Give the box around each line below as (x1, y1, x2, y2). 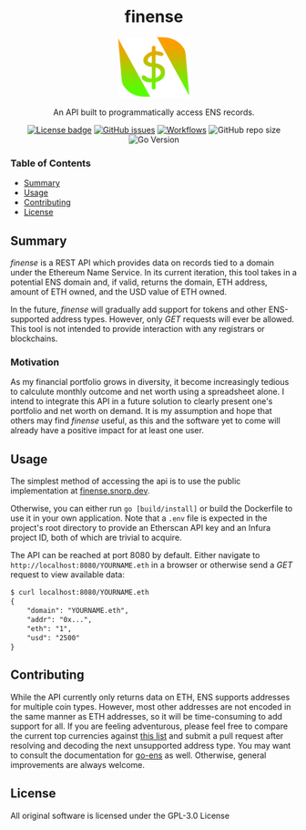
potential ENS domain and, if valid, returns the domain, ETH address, (10, 276, 268, 287)
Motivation (10, 356, 60, 368)
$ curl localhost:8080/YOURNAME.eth (10, 588, 149, 597)
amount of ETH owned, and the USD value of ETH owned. (10, 285, 227, 297)
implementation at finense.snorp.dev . (10, 485, 150, 496)
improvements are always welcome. (10, 759, 145, 770)
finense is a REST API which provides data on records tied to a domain (10, 257, 275, 268)
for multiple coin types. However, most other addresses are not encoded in (10, 700, 291, 712)
